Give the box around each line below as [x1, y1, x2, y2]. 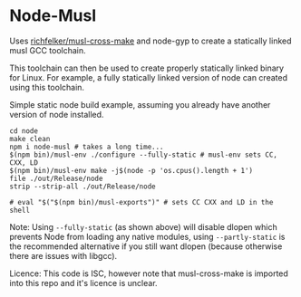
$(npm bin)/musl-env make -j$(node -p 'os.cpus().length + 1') [9, 166, 254, 175]
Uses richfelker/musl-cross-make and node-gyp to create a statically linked [9, 35, 292, 46]
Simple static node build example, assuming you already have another [9, 99, 271, 110]
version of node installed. [9, 109, 104, 120]
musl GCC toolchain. [9, 44, 86, 55]
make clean [9, 134, 51, 143]
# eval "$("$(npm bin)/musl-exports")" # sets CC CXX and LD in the [9, 197, 274, 206]
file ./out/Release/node [9, 174, 103, 183]
